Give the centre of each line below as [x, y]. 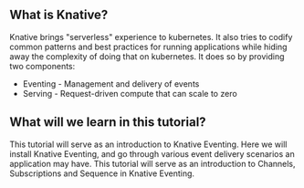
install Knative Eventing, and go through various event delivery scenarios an [152, 153]
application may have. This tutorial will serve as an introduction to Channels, [152, 163]
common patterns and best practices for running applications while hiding [148, 47]
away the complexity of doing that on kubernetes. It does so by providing [147, 56]
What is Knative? [59, 15]
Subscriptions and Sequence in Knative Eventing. [102, 173]
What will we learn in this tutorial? [108, 122]
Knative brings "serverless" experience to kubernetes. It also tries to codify [151, 37]
